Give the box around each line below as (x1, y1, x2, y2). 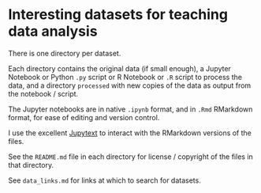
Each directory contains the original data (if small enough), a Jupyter (8, 63, 231, 73)
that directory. (8, 160, 54, 169)
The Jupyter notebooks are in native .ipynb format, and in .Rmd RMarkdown (8, 104, 253, 114)
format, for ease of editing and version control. (8, 112, 160, 122)
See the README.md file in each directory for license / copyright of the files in (8, 152, 254, 161)
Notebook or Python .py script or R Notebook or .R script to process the (8, 72, 243, 81)
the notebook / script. (8, 89, 79, 98)
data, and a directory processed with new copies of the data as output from (8, 81, 252, 90)
